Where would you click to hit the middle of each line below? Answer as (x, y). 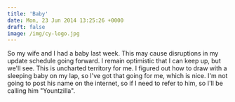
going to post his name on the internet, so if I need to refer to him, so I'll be (115, 83)
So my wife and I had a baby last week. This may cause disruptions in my (113, 53)
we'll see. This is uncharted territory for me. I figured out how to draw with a (117, 68)
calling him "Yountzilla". (41, 91)
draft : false (26, 27)
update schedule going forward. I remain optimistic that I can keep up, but (114, 61)
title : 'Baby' (28, 14)
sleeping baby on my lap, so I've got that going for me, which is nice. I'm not (117, 76)
